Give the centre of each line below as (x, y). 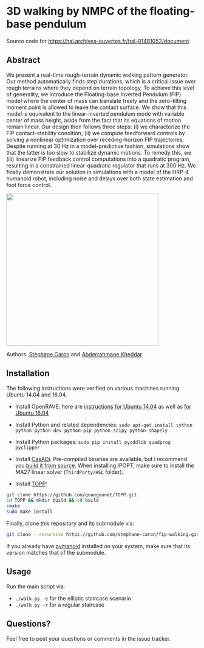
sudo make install (29, 512)
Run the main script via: (36, 586)
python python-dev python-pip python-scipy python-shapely (91, 431)
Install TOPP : (31, 484)
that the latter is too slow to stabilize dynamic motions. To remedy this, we (99, 152)
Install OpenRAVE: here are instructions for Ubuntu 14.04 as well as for (103, 406)
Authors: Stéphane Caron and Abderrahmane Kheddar (74, 354)
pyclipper (28, 448)
